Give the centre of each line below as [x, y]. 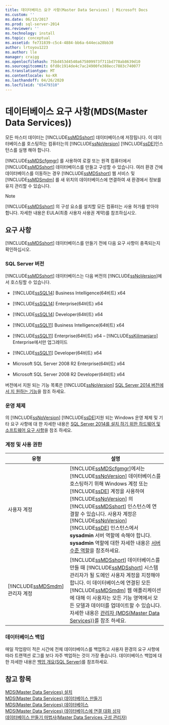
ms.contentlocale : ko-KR [31, 76]
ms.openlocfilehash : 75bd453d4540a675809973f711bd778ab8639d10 [73, 62]
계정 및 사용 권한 [24, 444]
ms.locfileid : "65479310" [32, 85]
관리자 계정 [20, 594]
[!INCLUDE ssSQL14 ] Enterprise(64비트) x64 [58, 303]
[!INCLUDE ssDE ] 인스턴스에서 [104, 528]
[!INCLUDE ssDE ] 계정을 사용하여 [107, 491]
